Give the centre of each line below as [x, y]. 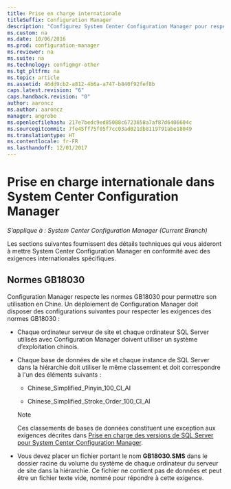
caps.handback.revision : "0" [49, 97]
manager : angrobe [32, 116]
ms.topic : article [33, 77]
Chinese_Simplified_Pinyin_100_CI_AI [79, 388]
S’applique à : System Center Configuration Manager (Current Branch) [107, 230]
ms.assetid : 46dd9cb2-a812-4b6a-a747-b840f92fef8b [81, 84]
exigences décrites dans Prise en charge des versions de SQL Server [115, 435]
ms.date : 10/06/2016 [37, 39]
